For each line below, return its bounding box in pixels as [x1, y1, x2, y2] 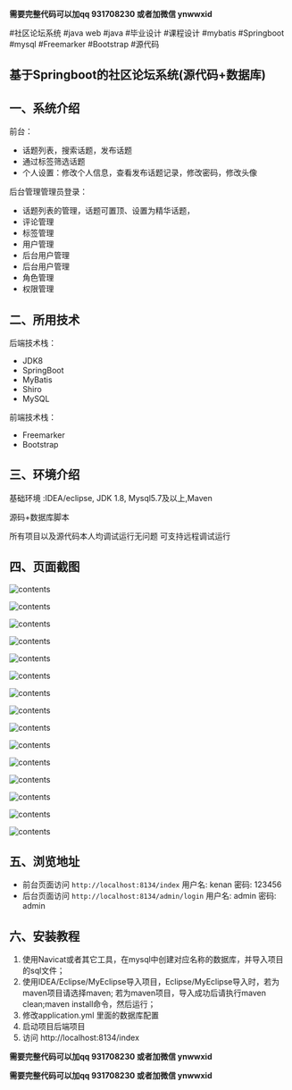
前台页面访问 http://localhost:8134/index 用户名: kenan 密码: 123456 [21, 879, 282, 890]
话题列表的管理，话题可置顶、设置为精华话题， [21, 205, 195, 216]
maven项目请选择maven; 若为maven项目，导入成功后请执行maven [21, 987, 266, 999]
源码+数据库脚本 [9, 511, 70, 522]
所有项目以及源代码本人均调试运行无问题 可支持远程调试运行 [9, 531, 230, 541]
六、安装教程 [9, 928, 80, 943]
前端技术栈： [9, 412, 56, 423]
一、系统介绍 [9, 100, 80, 115]
